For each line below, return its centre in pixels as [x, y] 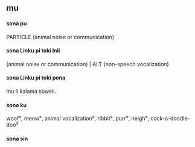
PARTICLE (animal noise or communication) [60, 37]
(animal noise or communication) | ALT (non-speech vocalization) [88, 64]
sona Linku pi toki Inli [33, 51]
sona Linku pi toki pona [36, 78]
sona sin [17, 139]
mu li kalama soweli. [31, 91]
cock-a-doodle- [170, 119]
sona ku [17, 105]
